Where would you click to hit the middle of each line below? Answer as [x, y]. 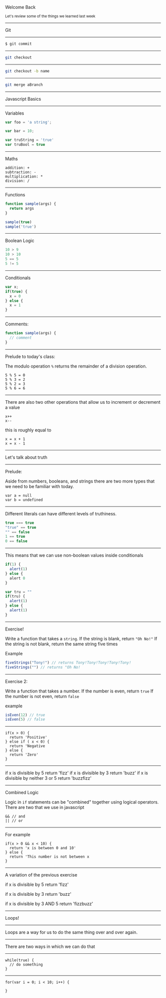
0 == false [16, 541]
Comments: [17, 324]
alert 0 [18, 578]
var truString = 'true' [30, 140]
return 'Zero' [24, 755]
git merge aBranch [24, 85]
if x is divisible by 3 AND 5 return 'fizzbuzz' [49, 904]
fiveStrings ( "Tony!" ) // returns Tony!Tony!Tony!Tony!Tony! [68, 662]
